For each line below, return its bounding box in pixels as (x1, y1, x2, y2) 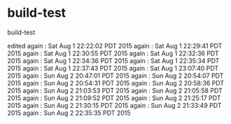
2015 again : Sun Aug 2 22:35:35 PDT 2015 (7, 109, 131, 117)
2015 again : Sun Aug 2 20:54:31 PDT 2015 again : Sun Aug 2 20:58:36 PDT (7, 78, 225, 87)
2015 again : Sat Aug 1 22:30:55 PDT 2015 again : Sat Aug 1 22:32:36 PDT (7, 49, 219, 57)
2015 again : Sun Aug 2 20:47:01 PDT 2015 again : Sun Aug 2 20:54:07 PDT (7, 71, 224, 80)
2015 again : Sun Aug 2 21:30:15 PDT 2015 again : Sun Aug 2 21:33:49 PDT (7, 101, 222, 109)
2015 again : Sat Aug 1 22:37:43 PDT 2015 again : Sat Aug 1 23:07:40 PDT (7, 64, 219, 72)
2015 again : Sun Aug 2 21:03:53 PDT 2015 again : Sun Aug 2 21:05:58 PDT (7, 86, 223, 95)
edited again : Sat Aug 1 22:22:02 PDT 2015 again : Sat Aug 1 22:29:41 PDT (7, 41, 223, 50)
